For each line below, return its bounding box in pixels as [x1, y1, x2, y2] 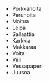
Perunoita [11, 11, 36, 19]
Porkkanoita [11, 5, 42, 12]
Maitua [11, 18, 29, 25]
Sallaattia [11, 31, 35, 38]
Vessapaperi [11, 62, 43, 70]
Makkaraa [11, 43, 37, 50]
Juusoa [11, 69, 31, 76]
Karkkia [11, 37, 31, 44]
